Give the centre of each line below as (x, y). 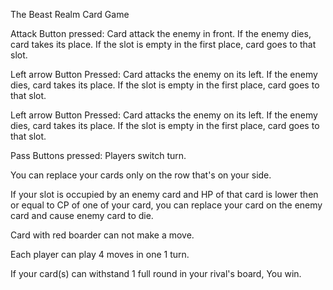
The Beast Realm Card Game (70, 14)
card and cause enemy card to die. (82, 215)
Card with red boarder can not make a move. (102, 235)
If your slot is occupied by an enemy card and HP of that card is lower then (164, 194)
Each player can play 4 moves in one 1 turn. (100, 254)
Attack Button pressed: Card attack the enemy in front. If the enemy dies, (161, 33)
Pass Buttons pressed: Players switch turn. (98, 155)
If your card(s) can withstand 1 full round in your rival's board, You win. (156, 273)
